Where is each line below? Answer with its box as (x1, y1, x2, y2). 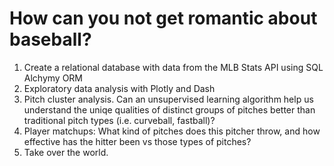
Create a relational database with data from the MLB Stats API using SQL (23, 61, 324, 73)
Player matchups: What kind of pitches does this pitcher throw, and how (23, 125, 321, 137)
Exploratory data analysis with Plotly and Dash (23, 82, 216, 94)
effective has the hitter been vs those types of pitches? (23, 135, 252, 147)
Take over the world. (23, 146, 109, 158)
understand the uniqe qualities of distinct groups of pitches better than (23, 103, 316, 116)
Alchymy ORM (23, 72, 84, 84)
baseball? (9, 28, 92, 51)
